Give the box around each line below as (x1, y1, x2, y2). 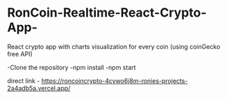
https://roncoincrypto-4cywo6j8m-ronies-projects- (41, 76, 188, 84)
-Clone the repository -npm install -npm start (7, 63, 137, 71)
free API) (7, 50, 33, 58)
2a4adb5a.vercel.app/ (7, 84, 71, 92)
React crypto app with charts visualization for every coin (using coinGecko (7, 42, 221, 51)
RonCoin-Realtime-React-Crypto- (7, 5, 207, 21)
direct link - (7, 76, 40, 84)
